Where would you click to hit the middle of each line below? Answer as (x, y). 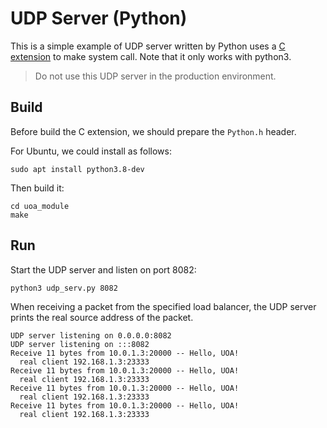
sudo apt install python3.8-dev (77, 169)
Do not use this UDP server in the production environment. (155, 76)
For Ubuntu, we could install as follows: (91, 151)
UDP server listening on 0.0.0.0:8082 (91, 335)
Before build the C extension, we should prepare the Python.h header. (153, 131)
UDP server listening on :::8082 (80, 344)
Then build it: (37, 188)
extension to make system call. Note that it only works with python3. (151, 56)
